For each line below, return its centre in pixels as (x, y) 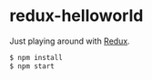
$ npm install (36, 57)
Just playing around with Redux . (70, 41)
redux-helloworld (76, 16)
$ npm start (32, 66)
